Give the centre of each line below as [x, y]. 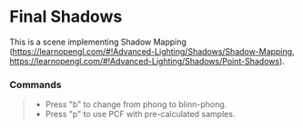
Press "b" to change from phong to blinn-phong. [136, 104]
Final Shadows [66, 17]
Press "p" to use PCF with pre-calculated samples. [140, 114]
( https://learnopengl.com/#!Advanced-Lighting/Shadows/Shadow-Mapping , [152, 51]
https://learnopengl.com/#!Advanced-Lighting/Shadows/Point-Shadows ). [147, 61]
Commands [35, 84]
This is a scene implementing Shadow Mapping [98, 42]
